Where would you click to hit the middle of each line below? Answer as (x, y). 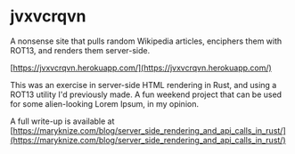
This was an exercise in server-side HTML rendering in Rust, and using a (143, 85)
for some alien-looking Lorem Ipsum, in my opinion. (105, 103)
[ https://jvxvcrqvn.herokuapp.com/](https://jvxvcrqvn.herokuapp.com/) (141, 68)
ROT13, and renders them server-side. (80, 50)
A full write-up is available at (62, 121)
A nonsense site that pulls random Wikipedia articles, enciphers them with (146, 41)
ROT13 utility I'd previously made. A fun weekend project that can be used (146, 94)
